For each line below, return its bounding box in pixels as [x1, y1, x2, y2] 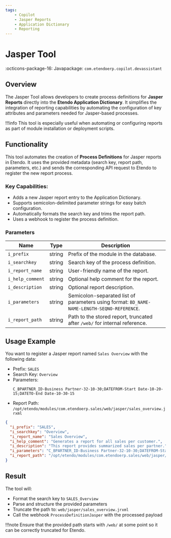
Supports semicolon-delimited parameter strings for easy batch [12, 200, 147, 206]
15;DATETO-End [12, 391, 43, 396]
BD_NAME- [129, 299, 151, 306]
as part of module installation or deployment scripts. [5, 125, 115, 131]
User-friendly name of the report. [68, 267, 149, 274]
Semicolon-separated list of [68, 292, 136, 299]
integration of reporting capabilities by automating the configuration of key [5, 104, 162, 110]
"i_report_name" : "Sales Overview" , [10, 434, 88, 439]
